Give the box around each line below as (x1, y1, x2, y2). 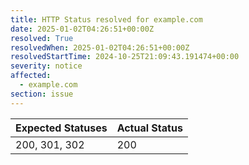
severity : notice (10, 61, 83, 71)
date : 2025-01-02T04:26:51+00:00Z (10, 24, 155, 34)
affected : (10, 71, 52, 81)
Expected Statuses (15, 121, 108, 135)
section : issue (10, 89, 74, 99)
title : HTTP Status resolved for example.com (10, 14, 203, 25)
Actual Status (116, 121, 183, 135)
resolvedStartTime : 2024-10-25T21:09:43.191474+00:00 (10, 52, 240, 62)
